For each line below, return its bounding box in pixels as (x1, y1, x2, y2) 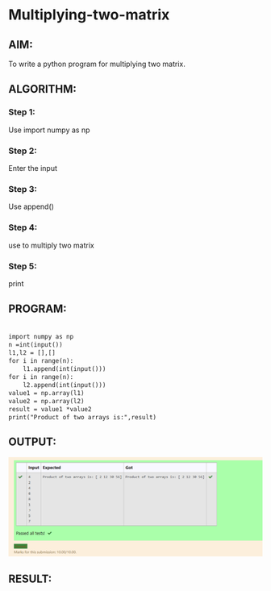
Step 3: (8, 183, 38, 194)
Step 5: (8, 260, 38, 272)
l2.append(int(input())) (23, 381, 106, 389)
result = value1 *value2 (8, 405, 92, 413)
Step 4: (8, 222, 38, 233)
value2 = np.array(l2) (8, 397, 85, 405)
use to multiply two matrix (8, 240, 94, 250)
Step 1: (8, 106, 35, 118)
